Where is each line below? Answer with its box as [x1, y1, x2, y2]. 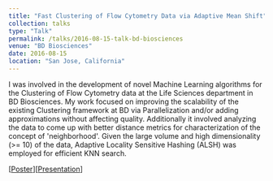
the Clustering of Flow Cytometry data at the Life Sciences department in [8, 88, 253, 97]
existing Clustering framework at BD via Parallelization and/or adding [8, 105, 239, 114]
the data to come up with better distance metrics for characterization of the [8, 123, 262, 132]
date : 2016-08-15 [8, 50, 67, 58]
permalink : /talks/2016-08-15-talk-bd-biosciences [8, 34, 184, 43]
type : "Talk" [8, 27, 53, 35]
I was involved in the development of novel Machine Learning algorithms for [8, 79, 262, 89]
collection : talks [8, 19, 71, 28]
